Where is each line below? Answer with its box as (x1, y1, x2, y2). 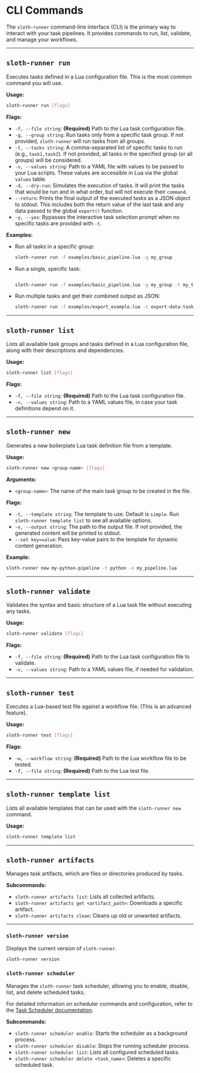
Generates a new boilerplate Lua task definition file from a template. (6, 442, 173, 449)
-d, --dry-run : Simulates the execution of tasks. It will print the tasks (14, 182, 185, 189)
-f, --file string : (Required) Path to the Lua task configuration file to (14, 653, 190, 660)
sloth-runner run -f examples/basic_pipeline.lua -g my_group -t (14, 282, 180, 288)
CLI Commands (6, 4, 84, 17)
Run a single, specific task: (14, 265, 81, 272)
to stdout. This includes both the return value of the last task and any (14, 201, 185, 208)
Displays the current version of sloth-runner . (6, 944, 117, 952)
